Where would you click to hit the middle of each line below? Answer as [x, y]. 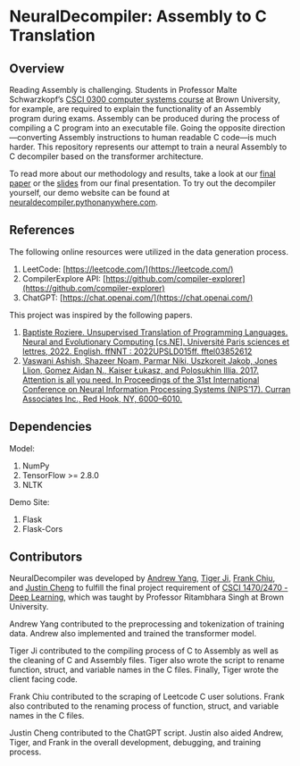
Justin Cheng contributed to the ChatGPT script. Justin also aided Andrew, [146, 733]
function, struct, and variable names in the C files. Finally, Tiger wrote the [144, 670]
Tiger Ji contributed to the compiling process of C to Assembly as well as [144, 651]
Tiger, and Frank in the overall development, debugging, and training [135, 743]
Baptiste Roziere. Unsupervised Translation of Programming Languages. [155, 332]
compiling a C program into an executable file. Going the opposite [130, 128]
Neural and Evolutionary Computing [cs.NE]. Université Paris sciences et [156, 341]
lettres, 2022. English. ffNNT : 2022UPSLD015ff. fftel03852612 [137, 351]
